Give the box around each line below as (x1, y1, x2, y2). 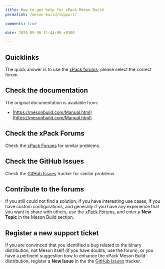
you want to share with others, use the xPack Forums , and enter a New (5, 209, 151, 215)
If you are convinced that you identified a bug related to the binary (5, 242, 141, 248)
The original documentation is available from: (5, 99, 98, 105)
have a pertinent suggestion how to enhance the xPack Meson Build (5, 253, 145, 259)
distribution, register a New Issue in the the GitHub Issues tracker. (5, 258, 141, 264)
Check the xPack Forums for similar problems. (5, 143, 100, 149)
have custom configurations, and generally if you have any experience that (5, 204, 159, 210)
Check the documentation (5, 86, 88, 95)
